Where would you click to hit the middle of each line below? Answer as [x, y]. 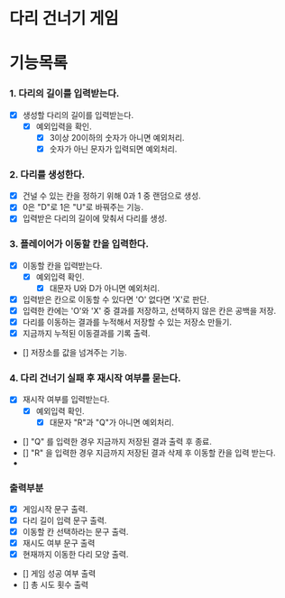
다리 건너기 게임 [64, 18]
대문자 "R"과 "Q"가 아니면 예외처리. [111, 422]
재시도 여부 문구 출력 [59, 543]
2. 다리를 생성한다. [47, 174]
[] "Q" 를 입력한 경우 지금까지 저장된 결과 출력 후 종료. [117, 441]
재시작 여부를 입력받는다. [66, 400]
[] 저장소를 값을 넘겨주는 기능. [75, 353]
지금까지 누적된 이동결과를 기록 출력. [86, 334]
